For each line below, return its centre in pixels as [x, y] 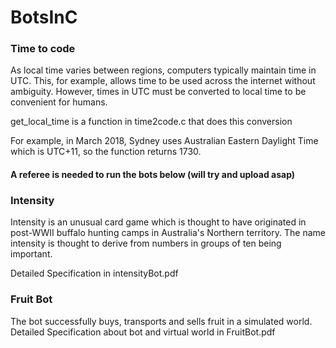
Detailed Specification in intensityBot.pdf [94, 273]
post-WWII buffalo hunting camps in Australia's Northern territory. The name [168, 233]
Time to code [43, 49]
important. [31, 254]
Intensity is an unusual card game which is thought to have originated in [158, 222]
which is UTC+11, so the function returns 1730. [106, 152]
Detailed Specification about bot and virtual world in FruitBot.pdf [143, 332]
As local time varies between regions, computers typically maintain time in [163, 70]
